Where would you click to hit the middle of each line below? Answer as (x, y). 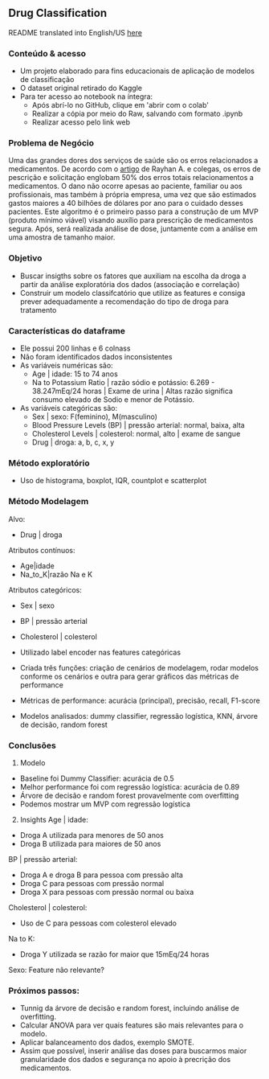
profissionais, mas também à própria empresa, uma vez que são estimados (132, 195)
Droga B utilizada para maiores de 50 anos (90, 843)
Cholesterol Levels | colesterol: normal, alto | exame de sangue (136, 434)
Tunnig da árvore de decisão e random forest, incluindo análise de (129, 1008)
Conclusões (32, 745)
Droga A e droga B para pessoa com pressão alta (101, 875)
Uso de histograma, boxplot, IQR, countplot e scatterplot (113, 481)
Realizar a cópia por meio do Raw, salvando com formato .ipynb (137, 114)
